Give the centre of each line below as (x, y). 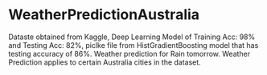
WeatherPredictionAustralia (104, 15)
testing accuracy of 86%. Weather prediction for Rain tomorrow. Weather (129, 53)
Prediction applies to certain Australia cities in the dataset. (105, 62)
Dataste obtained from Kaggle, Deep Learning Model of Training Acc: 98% (132, 37)
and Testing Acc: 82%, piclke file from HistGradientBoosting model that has (133, 45)
